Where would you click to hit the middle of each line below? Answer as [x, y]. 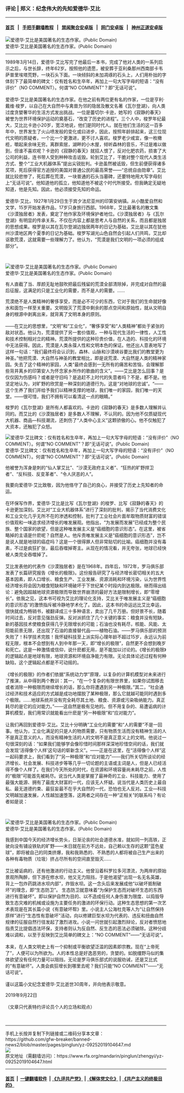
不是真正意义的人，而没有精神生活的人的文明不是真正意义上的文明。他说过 [84, 737]
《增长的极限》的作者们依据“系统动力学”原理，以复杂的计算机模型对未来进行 [86, 674]
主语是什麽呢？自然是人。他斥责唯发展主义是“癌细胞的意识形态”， [88, 535]
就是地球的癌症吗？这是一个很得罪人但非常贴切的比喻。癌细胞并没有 [90, 541]
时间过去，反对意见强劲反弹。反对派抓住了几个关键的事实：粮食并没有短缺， [86, 617]
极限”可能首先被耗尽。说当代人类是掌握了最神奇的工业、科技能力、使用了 [89, 776]
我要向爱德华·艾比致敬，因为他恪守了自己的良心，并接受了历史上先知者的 [82, 485]
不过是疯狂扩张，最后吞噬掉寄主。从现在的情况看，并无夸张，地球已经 [88, 548]
